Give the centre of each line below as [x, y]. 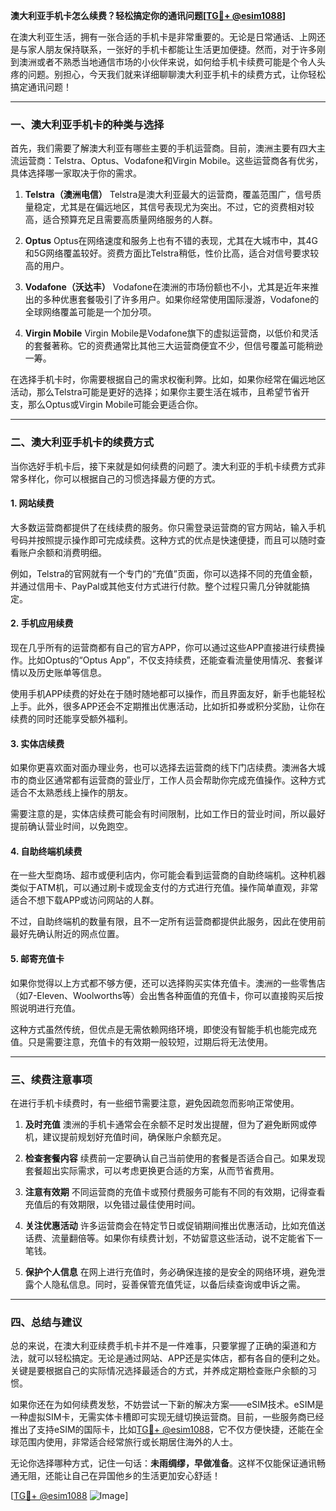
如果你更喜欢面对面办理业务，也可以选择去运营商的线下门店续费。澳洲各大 [163, 768]
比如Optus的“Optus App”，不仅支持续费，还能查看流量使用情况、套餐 [171, 660]
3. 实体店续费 [37, 743]
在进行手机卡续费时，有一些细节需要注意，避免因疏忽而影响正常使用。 [155, 1103]
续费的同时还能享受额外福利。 [71, 718]
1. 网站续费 [32, 503]
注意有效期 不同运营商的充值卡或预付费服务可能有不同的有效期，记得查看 [175, 1191]
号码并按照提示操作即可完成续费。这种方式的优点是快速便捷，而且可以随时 [163, 540]
